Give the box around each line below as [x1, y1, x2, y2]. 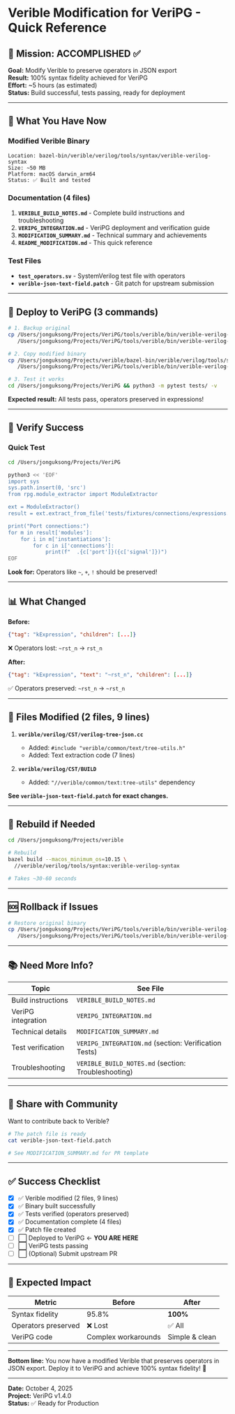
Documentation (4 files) [8, 192, 91, 202]
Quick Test [8, 443, 45, 453]
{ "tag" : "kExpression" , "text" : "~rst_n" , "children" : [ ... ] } [8, 671, 192, 678]
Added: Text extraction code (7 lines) [28, 751, 135, 759]
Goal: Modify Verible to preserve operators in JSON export [8, 66, 177, 74]
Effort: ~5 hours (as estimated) [8, 81, 98, 89]
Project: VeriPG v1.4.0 [8, 1391, 72, 1400]
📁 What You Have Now [8, 115, 107, 127]
